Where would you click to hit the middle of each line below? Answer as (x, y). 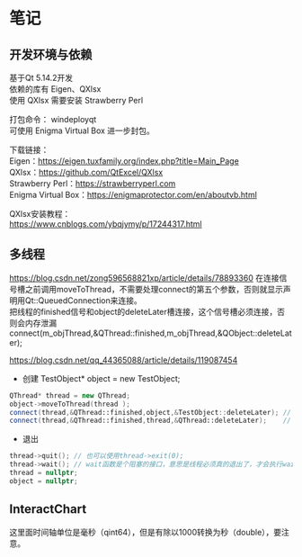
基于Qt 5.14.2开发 (41, 78)
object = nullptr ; (44, 481)
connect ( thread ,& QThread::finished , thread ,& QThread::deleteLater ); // (151, 421)
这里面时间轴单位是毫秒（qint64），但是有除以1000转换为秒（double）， (142, 532)
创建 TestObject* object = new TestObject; (101, 378)
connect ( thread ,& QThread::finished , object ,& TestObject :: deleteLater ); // (151, 412)
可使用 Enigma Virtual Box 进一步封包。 (82, 130)
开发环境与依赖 (51, 54)
